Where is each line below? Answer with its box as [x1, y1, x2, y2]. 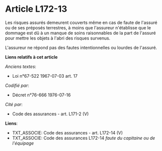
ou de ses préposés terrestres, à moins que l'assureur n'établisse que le [5, 24, 151, 30]
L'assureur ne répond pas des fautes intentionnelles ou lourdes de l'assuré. [5, 44, 157, 50]
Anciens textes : [5, 64, 37, 69]
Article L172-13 [5, 3, 67, 15]
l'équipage [12, 140, 34, 146]
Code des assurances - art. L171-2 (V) [12, 111, 89, 117]
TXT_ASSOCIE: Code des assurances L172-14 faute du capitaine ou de [12, 135, 156, 141]
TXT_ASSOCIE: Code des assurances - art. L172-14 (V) [12, 129, 123, 135]
